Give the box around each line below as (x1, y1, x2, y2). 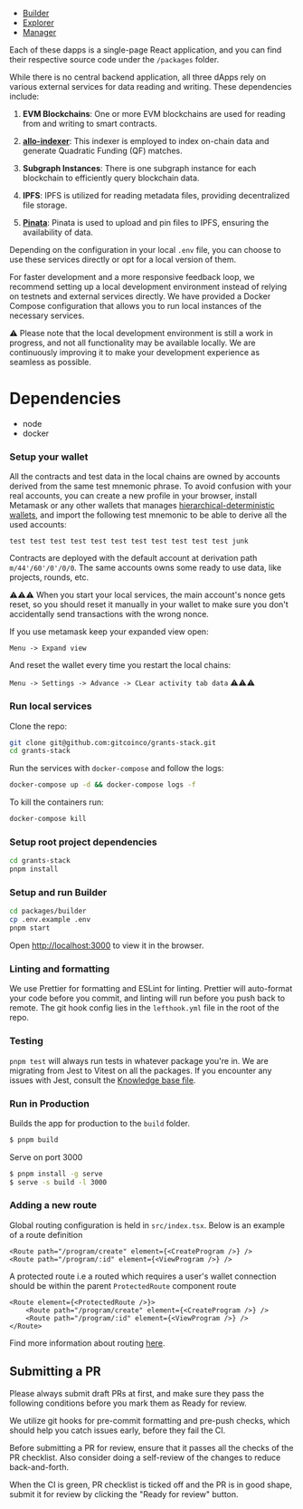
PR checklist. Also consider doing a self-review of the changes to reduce (9, 1452, 281, 1463)
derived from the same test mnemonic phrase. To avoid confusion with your (9, 480, 292, 492)
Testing (9, 1035, 43, 1048)
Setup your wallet (9, 450, 89, 463)
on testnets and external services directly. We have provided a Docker (9, 291, 271, 302)
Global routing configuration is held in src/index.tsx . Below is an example (9, 1219, 285, 1231)
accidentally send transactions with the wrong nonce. (9, 609, 210, 620)
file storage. (22, 199, 68, 210)
